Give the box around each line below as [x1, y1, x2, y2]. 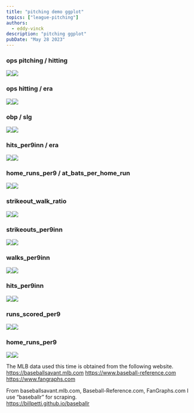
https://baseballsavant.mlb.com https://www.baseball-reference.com [6, 369, 176, 376]
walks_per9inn [6, 254, 50, 262]
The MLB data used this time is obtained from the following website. [6, 363, 174, 370]
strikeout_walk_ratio [6, 197, 67, 205]
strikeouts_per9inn [6, 225, 63, 233]
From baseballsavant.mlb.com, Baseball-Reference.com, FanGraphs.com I [6, 387, 189, 394]
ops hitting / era [6, 84, 53, 93]
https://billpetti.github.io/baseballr [6, 400, 90, 407]
